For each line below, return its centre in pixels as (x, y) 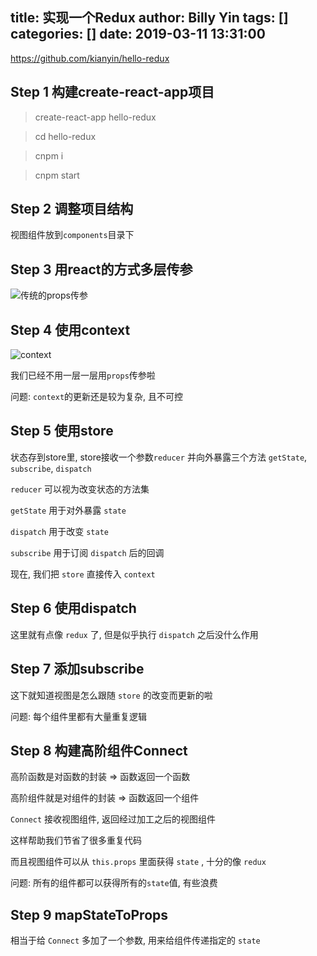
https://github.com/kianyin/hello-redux (90, 58)
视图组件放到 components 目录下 (72, 235)
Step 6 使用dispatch (73, 608)
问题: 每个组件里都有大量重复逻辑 (78, 716)
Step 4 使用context (70, 329)
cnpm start (57, 175)
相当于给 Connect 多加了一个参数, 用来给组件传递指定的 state (135, 940)
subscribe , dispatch (51, 468)
